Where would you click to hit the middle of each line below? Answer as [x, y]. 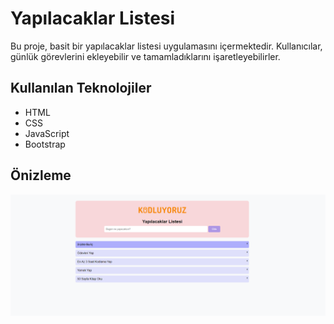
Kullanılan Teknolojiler [81, 88]
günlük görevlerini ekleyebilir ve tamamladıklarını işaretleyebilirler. [145, 56]
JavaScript [47, 133]
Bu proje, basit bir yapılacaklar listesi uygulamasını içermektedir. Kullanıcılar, [166, 46]
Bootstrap [45, 144]
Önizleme [41, 175]
